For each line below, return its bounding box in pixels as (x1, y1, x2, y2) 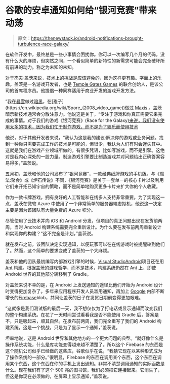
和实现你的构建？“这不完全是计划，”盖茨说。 (5, 230, 96, 236)
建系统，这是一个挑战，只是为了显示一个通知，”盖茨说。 (5, 324, 120, 330)
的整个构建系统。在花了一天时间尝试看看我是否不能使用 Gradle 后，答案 (5, 311, 155, 317)
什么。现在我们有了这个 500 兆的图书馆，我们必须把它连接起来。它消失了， (5, 367, 162, 373)
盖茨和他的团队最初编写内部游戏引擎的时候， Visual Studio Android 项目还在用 (5, 258, 164, 264)
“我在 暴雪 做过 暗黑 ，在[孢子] (5, 98, 64, 104)
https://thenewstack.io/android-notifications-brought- (31, 35, 144, 41)
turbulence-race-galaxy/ (17, 41, 69, 47)
